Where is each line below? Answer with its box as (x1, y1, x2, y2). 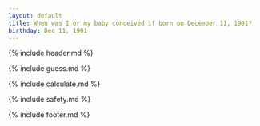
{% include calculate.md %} (8, 79, 101, 89)
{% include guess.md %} (8, 64, 90, 73)
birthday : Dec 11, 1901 (8, 26, 88, 34)
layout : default (8, 11, 62, 20)
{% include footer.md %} (8, 110, 90, 120)
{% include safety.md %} (8, 95, 91, 104)
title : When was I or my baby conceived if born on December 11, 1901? (8, 19, 252, 27)
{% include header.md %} (8, 49, 94, 58)
